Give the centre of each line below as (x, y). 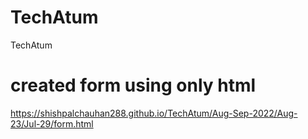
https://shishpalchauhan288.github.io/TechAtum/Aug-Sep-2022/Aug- (154, 113)
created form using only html (133, 85)
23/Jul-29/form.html (52, 123)
